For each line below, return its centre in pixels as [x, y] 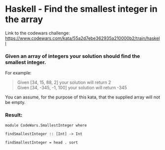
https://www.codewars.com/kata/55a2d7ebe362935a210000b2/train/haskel [82, 38]
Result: [14, 115]
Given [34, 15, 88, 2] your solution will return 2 [64, 82]
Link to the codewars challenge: [37, 33]
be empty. [15, 102]
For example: [18, 73]
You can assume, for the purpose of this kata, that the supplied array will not [83, 97]
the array [24, 19]
